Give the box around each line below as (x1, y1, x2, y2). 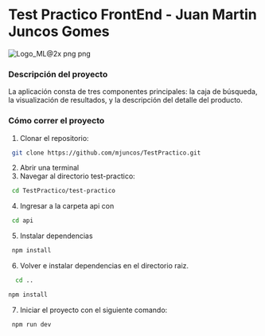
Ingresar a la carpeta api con (19, 201, 115, 211)
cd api (11, 217, 34, 225)
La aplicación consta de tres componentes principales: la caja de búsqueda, (8, 87, 258, 96)
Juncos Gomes (8, 22, 110, 41)
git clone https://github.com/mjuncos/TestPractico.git (11, 149, 201, 157)
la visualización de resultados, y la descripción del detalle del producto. (8, 96, 243, 105)
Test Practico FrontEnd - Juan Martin (8, 6, 257, 24)
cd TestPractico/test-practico (11, 187, 115, 195)
